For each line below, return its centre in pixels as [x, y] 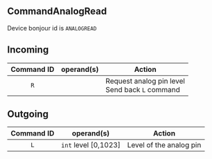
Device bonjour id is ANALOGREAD [52, 28]
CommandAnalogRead [57, 11]
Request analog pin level [145, 81]
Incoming [28, 50]
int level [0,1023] [91, 145]
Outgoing [28, 114]
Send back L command [143, 89]
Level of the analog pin [164, 145]
